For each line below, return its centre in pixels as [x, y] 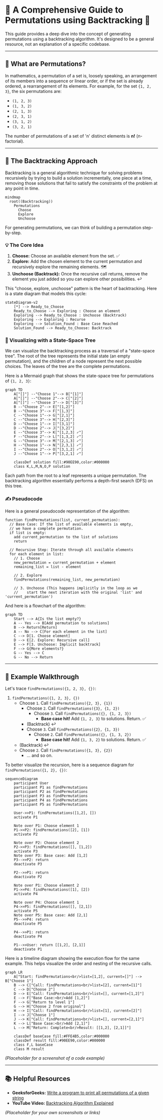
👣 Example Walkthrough [42, 677]
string [18, 1098]
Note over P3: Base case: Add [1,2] [51, 856]
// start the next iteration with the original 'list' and [78, 593]
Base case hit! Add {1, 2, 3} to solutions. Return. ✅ [94, 719]
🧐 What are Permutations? [45, 64]
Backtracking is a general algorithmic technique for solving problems [74, 173]
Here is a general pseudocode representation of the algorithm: [67, 511]
